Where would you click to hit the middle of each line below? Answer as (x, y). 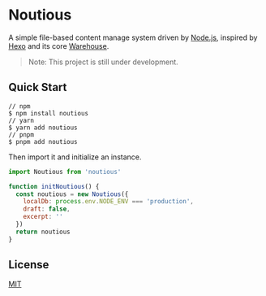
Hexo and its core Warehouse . (59, 46)
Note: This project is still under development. (103, 62)
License (29, 265)
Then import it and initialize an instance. (75, 157)
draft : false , (47, 209)
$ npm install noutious (49, 113)
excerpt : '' (43, 217)
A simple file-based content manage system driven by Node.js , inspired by (133, 37)
